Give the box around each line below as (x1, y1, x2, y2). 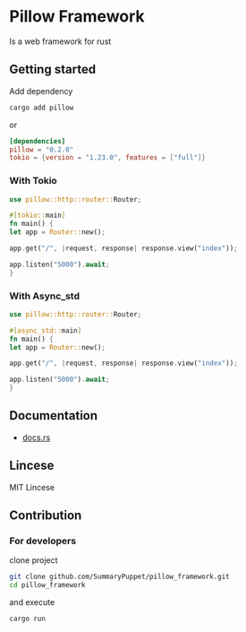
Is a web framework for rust (9, 36, 112, 47)
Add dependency (9, 85, 73, 96)
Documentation (9, 408, 98, 423)
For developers (9, 535, 77, 548)
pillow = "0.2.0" (9, 145, 74, 154)
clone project (9, 555, 58, 566)
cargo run (9, 614, 47, 624)
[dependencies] (9, 136, 66, 145)
